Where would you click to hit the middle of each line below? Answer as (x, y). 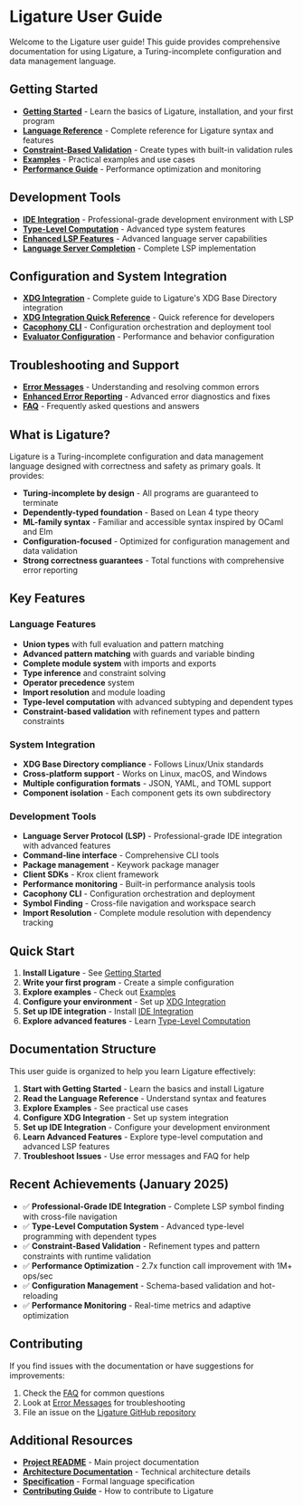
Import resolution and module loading (94, 692)
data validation (50, 551)
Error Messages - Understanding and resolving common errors (141, 387)
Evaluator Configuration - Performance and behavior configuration (148, 337)
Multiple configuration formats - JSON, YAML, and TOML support (147, 783)
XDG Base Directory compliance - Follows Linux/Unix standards (143, 764)
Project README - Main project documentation (111, 1462)
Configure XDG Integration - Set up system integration (125, 1117)
